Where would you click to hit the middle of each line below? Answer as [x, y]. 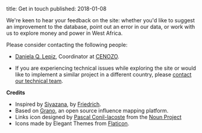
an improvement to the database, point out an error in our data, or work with [101, 27]
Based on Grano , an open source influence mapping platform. [92, 110]
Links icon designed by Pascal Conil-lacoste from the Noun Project [98, 117]
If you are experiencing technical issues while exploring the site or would [106, 68]
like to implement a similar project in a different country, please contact [103, 74]
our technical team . [39, 81]
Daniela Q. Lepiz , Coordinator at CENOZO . [67, 56]
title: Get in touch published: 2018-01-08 [56, 9]
